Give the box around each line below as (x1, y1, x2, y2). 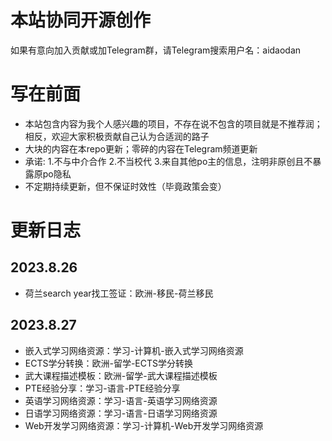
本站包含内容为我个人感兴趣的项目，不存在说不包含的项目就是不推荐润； (24, 117, 323, 130)
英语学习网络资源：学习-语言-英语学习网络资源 (24, 394, 218, 406)
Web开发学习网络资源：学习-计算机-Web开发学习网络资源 (24, 419, 264, 431)
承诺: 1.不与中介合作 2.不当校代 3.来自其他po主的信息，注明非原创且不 (24, 155, 313, 167)
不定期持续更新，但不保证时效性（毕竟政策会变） (24, 180, 227, 192)
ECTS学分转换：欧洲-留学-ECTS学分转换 (24, 357, 193, 369)
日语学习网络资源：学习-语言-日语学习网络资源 (24, 407, 218, 419)
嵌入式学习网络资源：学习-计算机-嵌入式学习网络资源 (24, 344, 244, 356)
